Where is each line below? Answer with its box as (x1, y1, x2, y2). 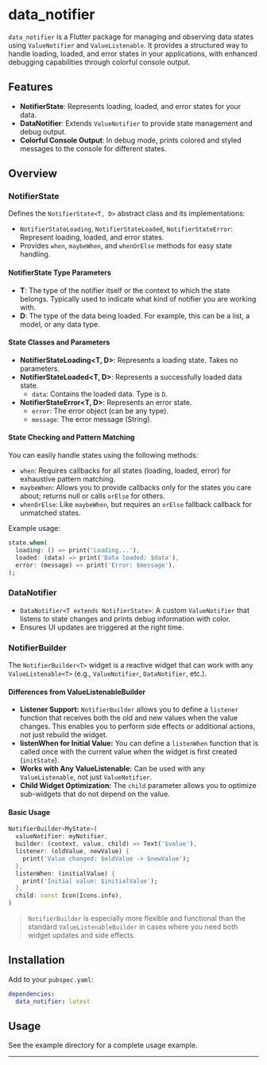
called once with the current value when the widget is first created (19, 747, 238, 757)
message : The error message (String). (31, 414, 153, 423)
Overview (8, 167, 58, 181)
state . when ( (8, 539, 48, 547)
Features (8, 80, 53, 94)
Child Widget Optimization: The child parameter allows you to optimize (19, 781, 257, 790)
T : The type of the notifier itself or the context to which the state (19, 285, 230, 295)
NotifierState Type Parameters (8, 268, 111, 278)
